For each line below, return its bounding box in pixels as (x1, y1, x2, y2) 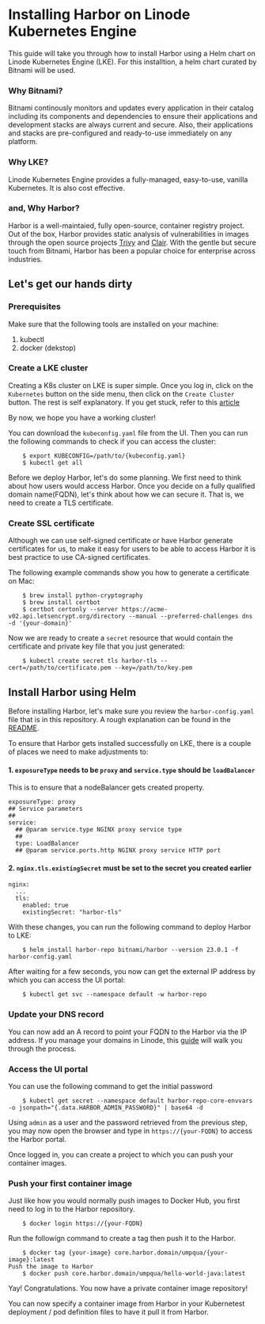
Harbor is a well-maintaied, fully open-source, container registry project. (8, 220, 245, 230)
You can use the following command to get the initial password (8, 1081, 214, 1090)
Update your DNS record (8, 1009, 104, 1020)
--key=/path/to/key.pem (114, 664, 193, 672)
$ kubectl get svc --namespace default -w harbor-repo (22, 991, 207, 999)
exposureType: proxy (8, 798, 77, 806)
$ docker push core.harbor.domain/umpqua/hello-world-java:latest (22, 1269, 246, 1278)
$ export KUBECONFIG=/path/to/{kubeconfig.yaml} (22, 451, 186, 460)
